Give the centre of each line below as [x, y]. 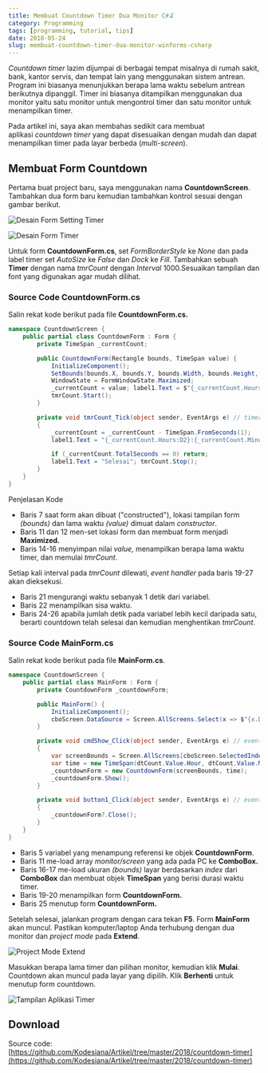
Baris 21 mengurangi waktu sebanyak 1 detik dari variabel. [115, 596]
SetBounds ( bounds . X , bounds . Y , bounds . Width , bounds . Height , [155, 373]
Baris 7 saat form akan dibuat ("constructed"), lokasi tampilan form [130, 515]
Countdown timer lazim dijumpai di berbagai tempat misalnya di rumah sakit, [134, 68]
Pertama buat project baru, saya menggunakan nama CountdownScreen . [129, 187]
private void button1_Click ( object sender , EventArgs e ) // [139, 800]
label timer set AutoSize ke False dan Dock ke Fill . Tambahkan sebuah [123, 259]
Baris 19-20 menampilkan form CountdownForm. [101, 895]
